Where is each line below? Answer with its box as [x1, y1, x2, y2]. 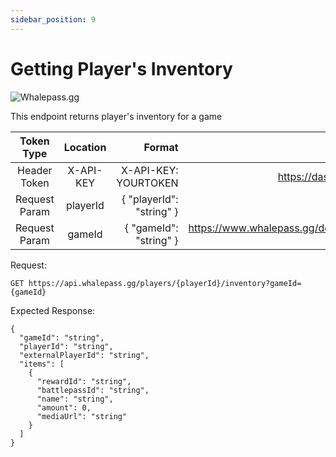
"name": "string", [36, 394, 114, 404]
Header [17, 163, 53, 177]
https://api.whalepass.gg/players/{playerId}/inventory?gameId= [28, 278, 302, 288]
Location [63, 140, 107, 154]
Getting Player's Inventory [10, 57, 233, 80]
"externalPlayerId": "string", [19, 350, 150, 360]
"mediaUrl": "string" [36, 411, 128, 421]
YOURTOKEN [116, 176, 179, 190]
